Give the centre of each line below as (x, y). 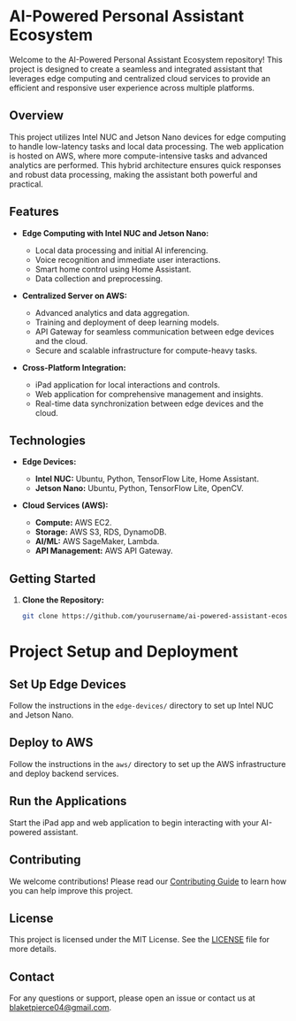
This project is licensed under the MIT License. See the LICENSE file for (140, 940)
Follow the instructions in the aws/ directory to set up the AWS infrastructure (148, 764)
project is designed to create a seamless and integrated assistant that (136, 69)
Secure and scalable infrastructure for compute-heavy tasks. (146, 350)
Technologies (48, 440)
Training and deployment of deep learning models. (127, 322)
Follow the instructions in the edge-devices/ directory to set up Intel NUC (141, 706)
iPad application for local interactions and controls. (128, 384)
